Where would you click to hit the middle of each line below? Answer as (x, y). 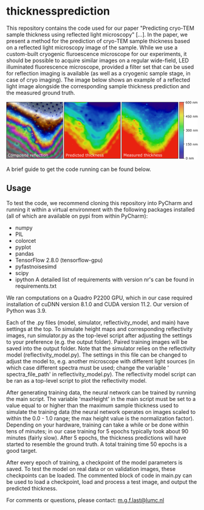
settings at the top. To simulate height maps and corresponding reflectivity (100, 329)
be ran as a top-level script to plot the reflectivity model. (76, 380)
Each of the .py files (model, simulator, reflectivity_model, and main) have (98, 322)
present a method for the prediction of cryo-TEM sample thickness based (98, 41)
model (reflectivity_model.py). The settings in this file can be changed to (97, 355)
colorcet (25, 240)
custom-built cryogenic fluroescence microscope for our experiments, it (97, 54)
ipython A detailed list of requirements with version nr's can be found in (104, 279)
